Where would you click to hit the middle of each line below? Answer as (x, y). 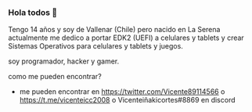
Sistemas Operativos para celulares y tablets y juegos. (96, 46)
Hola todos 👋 (33, 13)
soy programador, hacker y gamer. (64, 61)
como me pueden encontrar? (55, 77)
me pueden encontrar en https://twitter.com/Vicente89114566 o (122, 92)
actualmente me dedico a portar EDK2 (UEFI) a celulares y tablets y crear (126, 38)
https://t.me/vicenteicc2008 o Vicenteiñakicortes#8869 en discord (127, 100)
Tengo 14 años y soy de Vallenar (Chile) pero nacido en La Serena (114, 30)
